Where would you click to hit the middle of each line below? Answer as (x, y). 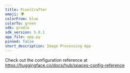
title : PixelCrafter (26, 10)
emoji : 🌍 (15, 14)
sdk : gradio (17, 28)
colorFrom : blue (22, 19)
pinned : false (20, 42)
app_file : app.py (23, 37)
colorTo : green (21, 23)
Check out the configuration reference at (46, 60)
